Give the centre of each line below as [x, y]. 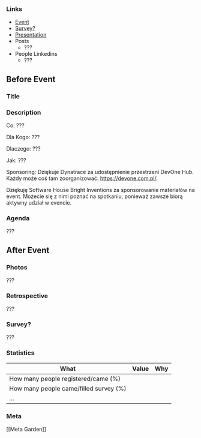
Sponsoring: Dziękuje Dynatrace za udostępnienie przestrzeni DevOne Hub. [100, 172]
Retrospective [27, 296]
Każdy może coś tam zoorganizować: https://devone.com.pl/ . [82, 178]
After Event [28, 250]
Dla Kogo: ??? [23, 137]
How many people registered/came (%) [65, 379]
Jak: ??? [16, 160]
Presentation [31, 35]
